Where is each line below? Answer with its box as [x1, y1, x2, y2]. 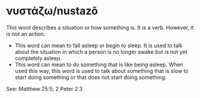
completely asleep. [14, 54, 62, 62]
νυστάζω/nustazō [6, 4, 99, 18]
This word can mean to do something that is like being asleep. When [14, 61, 183, 68]
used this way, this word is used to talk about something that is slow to [14, 67, 189, 74]
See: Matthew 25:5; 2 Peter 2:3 [6, 85, 83, 92]
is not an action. [6, 30, 46, 37]
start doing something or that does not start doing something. [14, 73, 167, 81]
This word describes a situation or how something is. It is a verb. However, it [6, 24, 194, 31]
